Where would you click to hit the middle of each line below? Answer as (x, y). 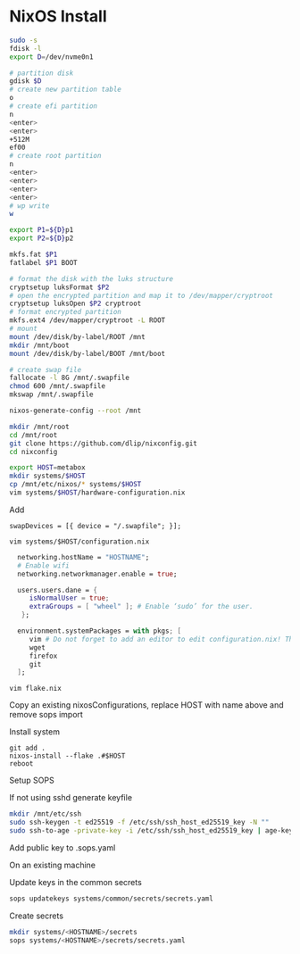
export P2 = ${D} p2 (42, 238)
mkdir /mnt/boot (39, 345)
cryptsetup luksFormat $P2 (59, 287)
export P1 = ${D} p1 (42, 230)
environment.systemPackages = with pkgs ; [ (99, 631)
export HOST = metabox (48, 468)
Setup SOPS (32, 780)
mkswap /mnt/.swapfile (51, 394)
